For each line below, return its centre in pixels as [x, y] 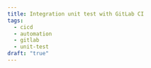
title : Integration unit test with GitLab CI [75, 14]
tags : [15, 21]
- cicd [23, 27]
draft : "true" [28, 54]
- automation [33, 34]
